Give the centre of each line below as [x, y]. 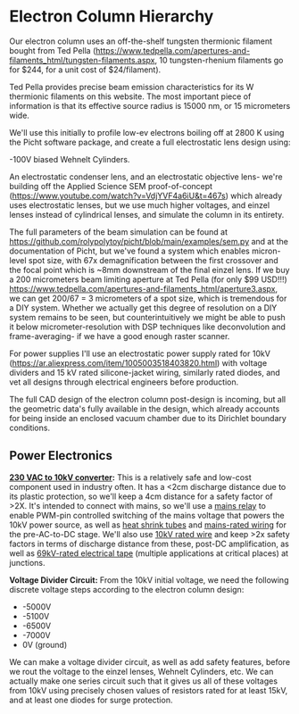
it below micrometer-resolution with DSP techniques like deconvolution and [147, 327]
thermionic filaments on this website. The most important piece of [130, 96]
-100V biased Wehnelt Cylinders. [70, 159]
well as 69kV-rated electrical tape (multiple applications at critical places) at [149, 553]
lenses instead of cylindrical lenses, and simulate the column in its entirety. [147, 214]
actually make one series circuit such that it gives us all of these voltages [144, 681]
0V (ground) [45, 644]
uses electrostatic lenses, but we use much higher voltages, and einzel [140, 205]
